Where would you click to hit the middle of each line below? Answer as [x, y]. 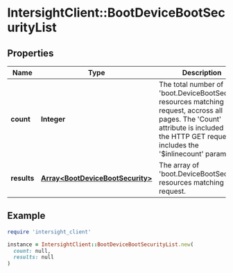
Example [26, 216]
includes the [179, 145]
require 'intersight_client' [49, 232]
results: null [34, 257]
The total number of [191, 84]
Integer [53, 119]
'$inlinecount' [181, 154]
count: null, [32, 251]
